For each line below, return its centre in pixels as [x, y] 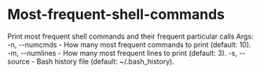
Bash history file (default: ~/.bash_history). [105, 61]
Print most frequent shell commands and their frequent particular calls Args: [130, 36]
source [19, 61]
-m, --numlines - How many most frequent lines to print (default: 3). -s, [122, 53]
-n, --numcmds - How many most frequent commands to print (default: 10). [130, 44]
